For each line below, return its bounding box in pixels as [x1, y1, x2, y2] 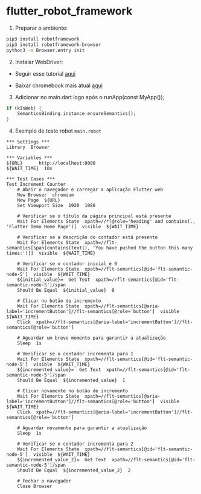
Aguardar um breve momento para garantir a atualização [22, 335, 166, 341]
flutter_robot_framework [6, 4, 133, 18]
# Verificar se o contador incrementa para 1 [17, 351, 134, 357]
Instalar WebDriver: [14, 58, 63, 65]
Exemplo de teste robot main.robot [14, 127, 101, 134]
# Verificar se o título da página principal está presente [17, 213, 171, 219]
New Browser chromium [17, 192, 74, 198]
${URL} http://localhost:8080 [6, 160, 96, 166]
